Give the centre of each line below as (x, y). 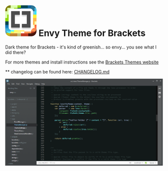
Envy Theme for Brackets (92, 33)
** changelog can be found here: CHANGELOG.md (57, 71)
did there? (15, 52)
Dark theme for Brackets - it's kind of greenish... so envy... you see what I (81, 47)
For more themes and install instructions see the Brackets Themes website (82, 62)
